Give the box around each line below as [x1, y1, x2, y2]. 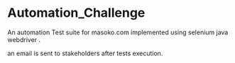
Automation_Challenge [7, 5, 146, 21]
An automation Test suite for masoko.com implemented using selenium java [7, 28, 229, 36]
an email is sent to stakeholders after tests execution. [7, 49, 163, 57]
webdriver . [7, 35, 41, 43]
